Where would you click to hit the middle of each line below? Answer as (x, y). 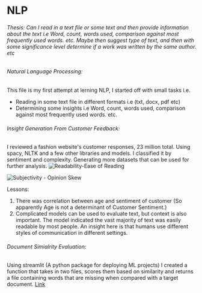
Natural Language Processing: (45, 71)
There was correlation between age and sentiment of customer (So (99, 201)
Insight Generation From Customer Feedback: (63, 128)
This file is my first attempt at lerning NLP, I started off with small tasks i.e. (99, 90)
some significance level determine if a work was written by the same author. (102, 46)
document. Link (26, 284)
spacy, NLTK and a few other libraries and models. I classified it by (89, 153)
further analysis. (27, 166)
